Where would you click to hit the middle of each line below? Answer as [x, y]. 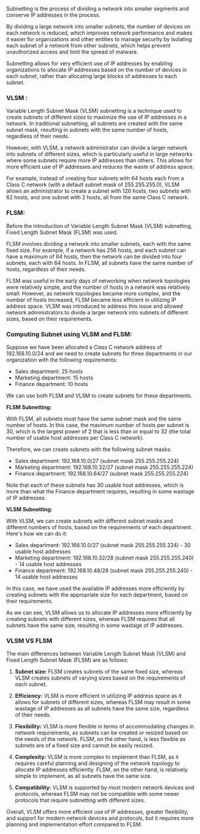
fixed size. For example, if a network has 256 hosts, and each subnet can [96, 250]
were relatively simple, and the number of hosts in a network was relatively [98, 287]
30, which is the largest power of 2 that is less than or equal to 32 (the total [99, 431]
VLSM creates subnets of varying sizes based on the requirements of [100, 678]
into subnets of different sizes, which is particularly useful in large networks [99, 154]
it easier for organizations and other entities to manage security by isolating [99, 39]
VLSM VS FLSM [29, 641]
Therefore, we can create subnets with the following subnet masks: [89, 449]
